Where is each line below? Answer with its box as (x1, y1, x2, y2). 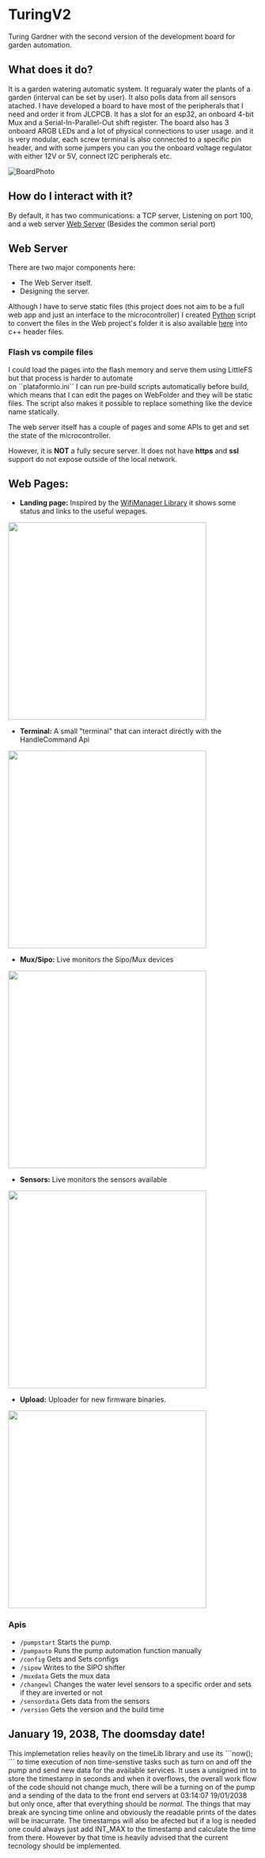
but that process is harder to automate (8, 373, 133, 383)
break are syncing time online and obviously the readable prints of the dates (8, 1807, 257, 1817)
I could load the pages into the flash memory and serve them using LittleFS (8, 365, 253, 374)
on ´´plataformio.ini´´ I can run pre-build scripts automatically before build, (8, 381, 249, 391)
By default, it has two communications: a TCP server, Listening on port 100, (8, 210, 253, 220)
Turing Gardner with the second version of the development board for (8, 32, 236, 41)
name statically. (8, 407, 59, 416)
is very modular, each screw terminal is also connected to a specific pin (8, 134, 241, 144)
